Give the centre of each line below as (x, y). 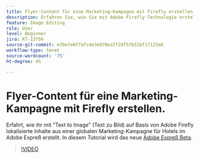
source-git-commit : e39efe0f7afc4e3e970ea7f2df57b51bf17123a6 (85, 45)
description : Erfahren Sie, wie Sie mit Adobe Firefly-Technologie (92, 17)
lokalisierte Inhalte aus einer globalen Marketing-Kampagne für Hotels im (96, 131)
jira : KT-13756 (25, 39)
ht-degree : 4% (24, 61)
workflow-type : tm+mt (33, 50)
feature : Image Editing (36, 23)
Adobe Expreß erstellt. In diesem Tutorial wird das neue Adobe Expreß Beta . (99, 138)
